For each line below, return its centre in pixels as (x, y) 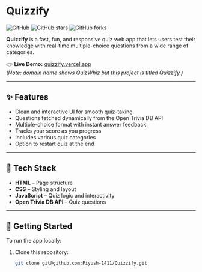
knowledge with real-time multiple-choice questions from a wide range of (97, 46)
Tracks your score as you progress (58, 131)
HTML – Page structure (44, 183)
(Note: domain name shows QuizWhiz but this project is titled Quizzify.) (95, 73)
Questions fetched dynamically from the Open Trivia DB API (89, 118)
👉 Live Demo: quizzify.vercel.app (49, 64)
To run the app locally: (34, 241)
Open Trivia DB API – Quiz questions (60, 202)
